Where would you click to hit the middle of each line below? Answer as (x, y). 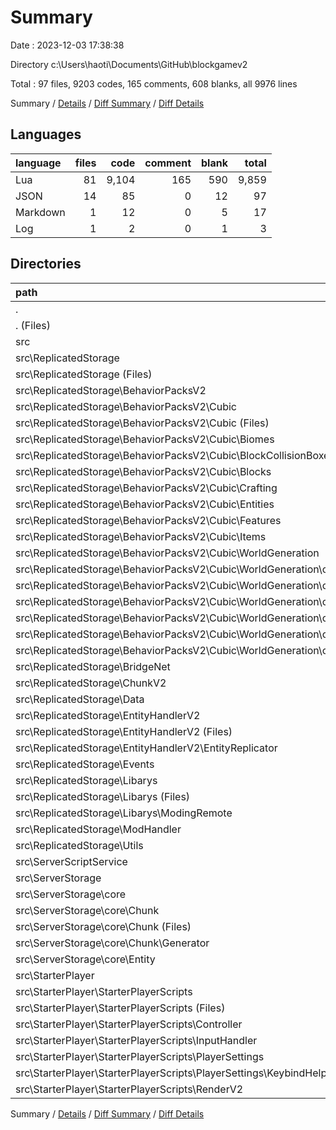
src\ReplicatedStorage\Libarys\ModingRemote (124, 813)
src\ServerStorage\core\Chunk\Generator (112, 943)
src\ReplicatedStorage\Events (85, 764)
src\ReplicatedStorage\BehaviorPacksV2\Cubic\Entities (145, 504)
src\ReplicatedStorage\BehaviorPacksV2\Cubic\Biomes (145, 439)
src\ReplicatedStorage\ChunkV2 (91, 683)
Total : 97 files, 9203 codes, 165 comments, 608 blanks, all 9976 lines (154, 83)
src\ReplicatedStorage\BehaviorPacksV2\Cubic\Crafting (146, 488)
